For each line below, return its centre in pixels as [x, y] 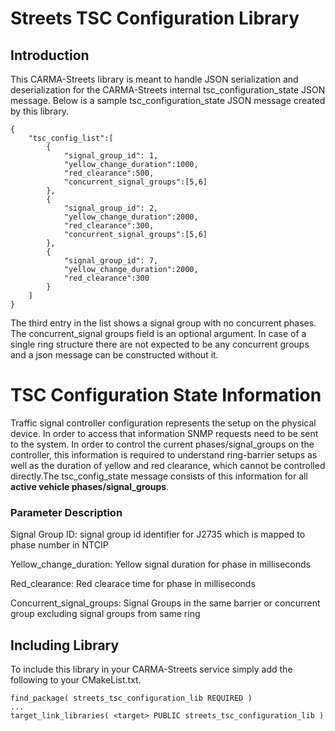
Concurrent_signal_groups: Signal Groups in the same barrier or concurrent [165, 603]
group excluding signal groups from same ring [105, 614]
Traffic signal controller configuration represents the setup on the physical [163, 423]
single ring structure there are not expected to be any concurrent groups [160, 344]
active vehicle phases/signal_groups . [90, 486]
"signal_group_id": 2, [111, 208]
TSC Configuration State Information [166, 395]
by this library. [39, 111]
